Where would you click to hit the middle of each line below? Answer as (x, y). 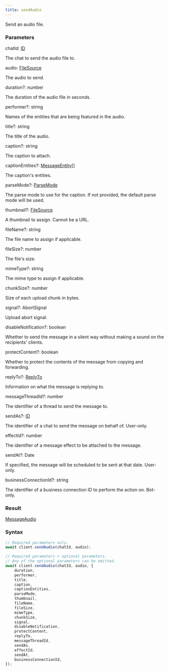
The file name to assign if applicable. (44, 239)
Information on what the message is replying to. (55, 387)
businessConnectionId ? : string (37, 480)
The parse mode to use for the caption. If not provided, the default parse (81, 195)
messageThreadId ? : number (35, 396)
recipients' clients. (24, 342)
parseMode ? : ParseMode (32, 185)
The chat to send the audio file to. (40, 58)
